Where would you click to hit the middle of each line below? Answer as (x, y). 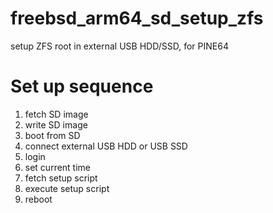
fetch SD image (56, 114)
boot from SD (52, 135)
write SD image (56, 124)
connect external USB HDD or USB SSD (106, 146)
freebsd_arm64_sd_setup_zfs (137, 18)
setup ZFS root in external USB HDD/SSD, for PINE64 (119, 46)
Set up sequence (82, 86)
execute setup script (67, 188)
